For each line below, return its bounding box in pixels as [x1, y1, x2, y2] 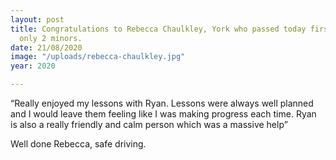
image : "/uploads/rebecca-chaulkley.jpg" [10, 52, 186, 62]
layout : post [10, 14, 65, 25]
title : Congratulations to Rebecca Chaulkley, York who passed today [10, 24, 307, 34]
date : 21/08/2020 [10, 42, 83, 53]
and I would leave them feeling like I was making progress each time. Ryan [10, 108, 317, 120]
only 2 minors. [19, 33, 83, 43]
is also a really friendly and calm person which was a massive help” [10, 119, 288, 130]
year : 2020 [10, 61, 56, 71]
